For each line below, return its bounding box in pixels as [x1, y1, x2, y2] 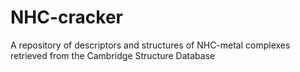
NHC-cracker [10, 6, 123, 29]
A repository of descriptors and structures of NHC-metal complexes [10, 39, 291, 51]
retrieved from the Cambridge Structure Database [10, 49, 216, 61]
